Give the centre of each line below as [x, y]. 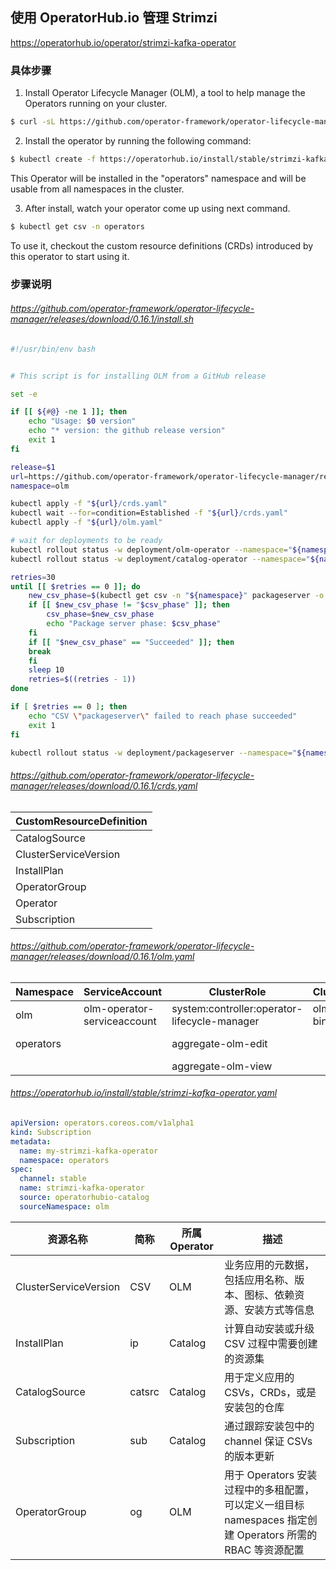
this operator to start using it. [70, 256]
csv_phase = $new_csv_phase [100, 614]
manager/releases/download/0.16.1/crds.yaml [104, 786]
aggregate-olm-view [222, 1066]
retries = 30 [33, 577]
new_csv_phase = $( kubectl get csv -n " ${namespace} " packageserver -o [176, 596]
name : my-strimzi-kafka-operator [89, 1151]
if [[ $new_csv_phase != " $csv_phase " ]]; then [129, 605]
